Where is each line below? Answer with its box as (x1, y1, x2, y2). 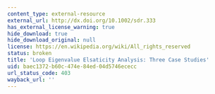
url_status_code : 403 (7, 69, 71, 76)
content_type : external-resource (7, 10, 106, 18)
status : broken (7, 50, 52, 57)
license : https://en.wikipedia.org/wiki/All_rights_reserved (7, 43, 191, 50)
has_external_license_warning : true (7, 23, 115, 30)
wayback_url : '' (7, 76, 55, 83)
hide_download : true (7, 30, 68, 37)
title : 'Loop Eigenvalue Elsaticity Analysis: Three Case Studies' (7, 57, 210, 64)
